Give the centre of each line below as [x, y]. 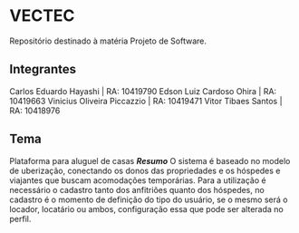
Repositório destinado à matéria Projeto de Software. [108, 41]
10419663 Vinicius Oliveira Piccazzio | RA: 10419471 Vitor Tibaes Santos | [146, 101]
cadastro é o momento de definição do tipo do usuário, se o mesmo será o [149, 199]
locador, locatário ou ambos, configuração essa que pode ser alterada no [146, 209]
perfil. [20, 218]
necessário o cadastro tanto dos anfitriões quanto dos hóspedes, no [137, 189]
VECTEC [42, 16]
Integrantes [43, 69]
